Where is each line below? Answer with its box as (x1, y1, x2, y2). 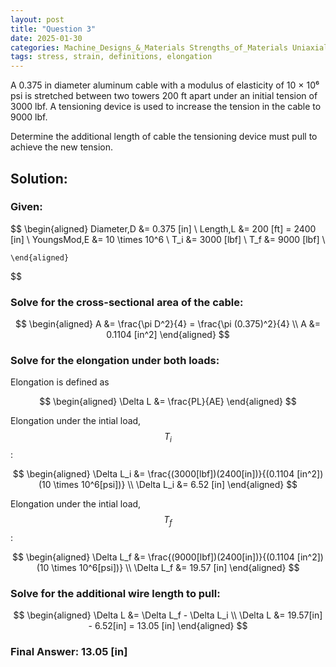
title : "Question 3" (10, 24, 97, 34)
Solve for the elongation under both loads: (10, 354, 220, 368)
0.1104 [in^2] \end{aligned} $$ (106, 329, 230, 341)
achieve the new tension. (10, 141, 114, 153)
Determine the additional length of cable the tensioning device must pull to (10, 131, 318, 143)
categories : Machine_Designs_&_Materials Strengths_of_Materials (10, 42, 288, 53)
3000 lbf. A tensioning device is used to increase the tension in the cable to (10, 101, 322, 113)
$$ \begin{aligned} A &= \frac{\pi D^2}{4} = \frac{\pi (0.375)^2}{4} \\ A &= (14, 318, 322, 330)
